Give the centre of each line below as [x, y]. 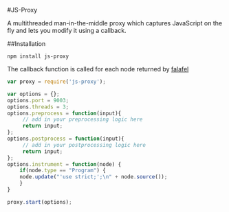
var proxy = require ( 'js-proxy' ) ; [57, 82]
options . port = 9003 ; [38, 100]
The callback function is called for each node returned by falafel [98, 69]
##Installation [26, 44]
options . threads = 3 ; [38, 107]
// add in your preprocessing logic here [83, 119]
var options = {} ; [33, 94]
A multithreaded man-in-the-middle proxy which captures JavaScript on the [115, 23]
